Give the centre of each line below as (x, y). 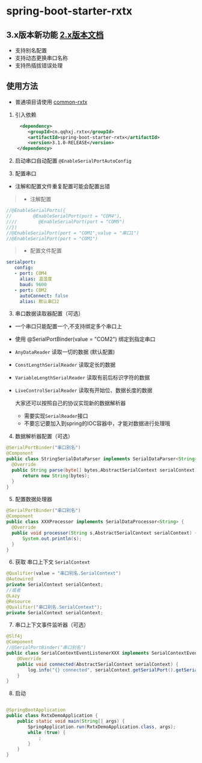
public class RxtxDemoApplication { (52, 716)
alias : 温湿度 (36, 279)
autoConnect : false (44, 296)
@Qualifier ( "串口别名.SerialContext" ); (54, 607)
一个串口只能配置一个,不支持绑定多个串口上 (68, 326)
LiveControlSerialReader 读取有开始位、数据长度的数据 (84, 390)
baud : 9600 (33, 284)
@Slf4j (14, 637)
